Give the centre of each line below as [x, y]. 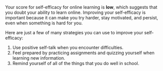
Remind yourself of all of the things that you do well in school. [76, 63]
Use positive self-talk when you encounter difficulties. [68, 47]
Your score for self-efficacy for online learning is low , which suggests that [81, 7]
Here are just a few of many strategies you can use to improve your [74, 33]
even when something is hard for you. [44, 23]
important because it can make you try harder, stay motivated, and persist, [82, 18]
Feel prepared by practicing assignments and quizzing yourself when [83, 53]
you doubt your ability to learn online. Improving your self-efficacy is [76, 12]
